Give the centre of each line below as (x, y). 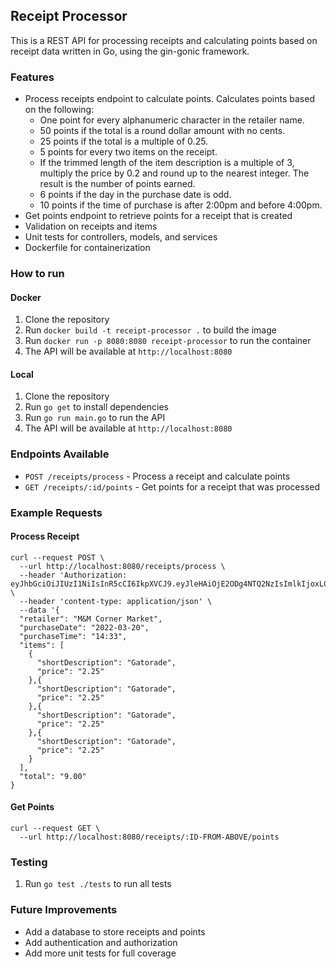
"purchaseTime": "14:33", (73, 636)
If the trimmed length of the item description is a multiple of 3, (167, 163)
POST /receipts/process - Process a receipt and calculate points (157, 476)
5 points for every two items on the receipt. (128, 152)
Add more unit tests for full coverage (100, 953)
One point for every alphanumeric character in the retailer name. (172, 120)
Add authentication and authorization (101, 942)
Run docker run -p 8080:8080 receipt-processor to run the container (168, 341)
